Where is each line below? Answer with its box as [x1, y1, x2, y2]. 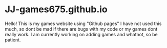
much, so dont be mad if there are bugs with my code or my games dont [5, 26, 158, 32]
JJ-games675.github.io [5, 4, 108, 15]
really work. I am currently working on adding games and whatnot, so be [5, 31, 158, 37]
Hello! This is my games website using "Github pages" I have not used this [5, 20, 162, 27]
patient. [5, 37, 21, 43]
